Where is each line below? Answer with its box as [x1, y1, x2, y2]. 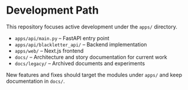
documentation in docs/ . [6, 78, 65, 85]
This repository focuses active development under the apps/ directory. [6, 23, 177, 30]
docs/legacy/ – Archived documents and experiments [14, 60, 145, 67]
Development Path [6, 4, 99, 17]
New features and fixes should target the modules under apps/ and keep [6, 71, 182, 78]
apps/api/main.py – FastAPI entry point [14, 34, 109, 41]
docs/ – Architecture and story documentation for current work [14, 53, 167, 60]
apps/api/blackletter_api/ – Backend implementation [14, 41, 147, 48]
